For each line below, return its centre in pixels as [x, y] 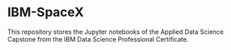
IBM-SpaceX [46, 12]
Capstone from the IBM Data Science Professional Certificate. [98, 39]
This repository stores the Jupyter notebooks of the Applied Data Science [116, 32]
